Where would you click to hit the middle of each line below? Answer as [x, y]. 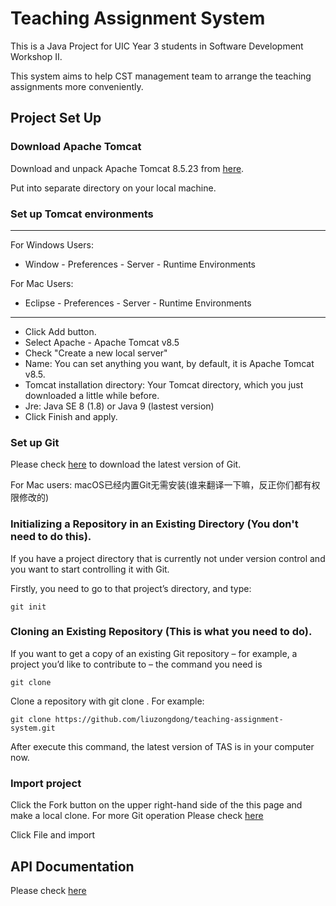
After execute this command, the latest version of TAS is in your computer [162, 746]
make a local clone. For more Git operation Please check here [137, 816]
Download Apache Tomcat [76, 147]
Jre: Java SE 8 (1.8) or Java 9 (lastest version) [119, 406]
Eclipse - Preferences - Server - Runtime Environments [138, 303]
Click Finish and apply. [71, 416]
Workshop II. [36, 56]
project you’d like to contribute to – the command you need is [136, 664]
